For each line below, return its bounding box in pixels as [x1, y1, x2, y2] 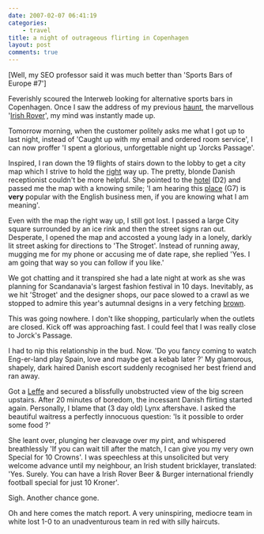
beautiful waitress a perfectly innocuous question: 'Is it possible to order [8, 412, 243, 421]
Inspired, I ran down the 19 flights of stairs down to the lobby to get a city [8, 158, 247, 167]
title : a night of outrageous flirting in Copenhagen [8, 33, 190, 42]
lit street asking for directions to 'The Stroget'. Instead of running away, [8, 241, 240, 250]
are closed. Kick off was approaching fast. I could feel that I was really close [8, 322, 257, 331]
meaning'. [8, 200, 41, 210]
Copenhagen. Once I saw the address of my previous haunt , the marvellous [8, 102, 255, 112]
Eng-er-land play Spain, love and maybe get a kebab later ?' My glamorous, [8, 354, 255, 364]
